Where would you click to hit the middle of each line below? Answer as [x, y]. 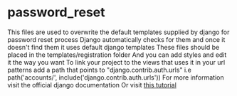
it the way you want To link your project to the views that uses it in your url [116, 62]
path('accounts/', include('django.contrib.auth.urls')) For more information [116, 77]
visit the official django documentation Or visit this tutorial [92, 85]
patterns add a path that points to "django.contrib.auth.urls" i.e [100, 70]
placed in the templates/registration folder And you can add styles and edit [117, 55]
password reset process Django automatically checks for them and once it [116, 39]
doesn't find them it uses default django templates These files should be [114, 47]
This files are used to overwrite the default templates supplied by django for [118, 32]
